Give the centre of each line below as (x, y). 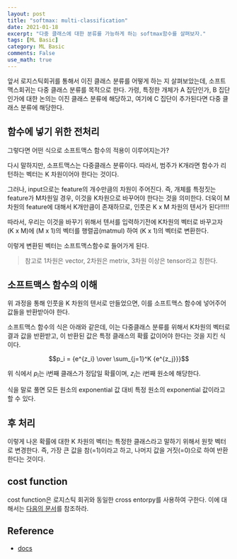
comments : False (31, 54)
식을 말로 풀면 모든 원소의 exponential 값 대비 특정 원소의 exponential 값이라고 (116, 390)
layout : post (27, 14)
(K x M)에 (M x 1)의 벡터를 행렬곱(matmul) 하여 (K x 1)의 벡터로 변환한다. (108, 230)
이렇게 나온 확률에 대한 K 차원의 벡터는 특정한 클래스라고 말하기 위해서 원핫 (110, 441)
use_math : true (30, 60)
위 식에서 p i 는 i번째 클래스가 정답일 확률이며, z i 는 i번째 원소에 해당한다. (104, 374)
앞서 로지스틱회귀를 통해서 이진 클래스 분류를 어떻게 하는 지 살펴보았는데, (107, 81)
